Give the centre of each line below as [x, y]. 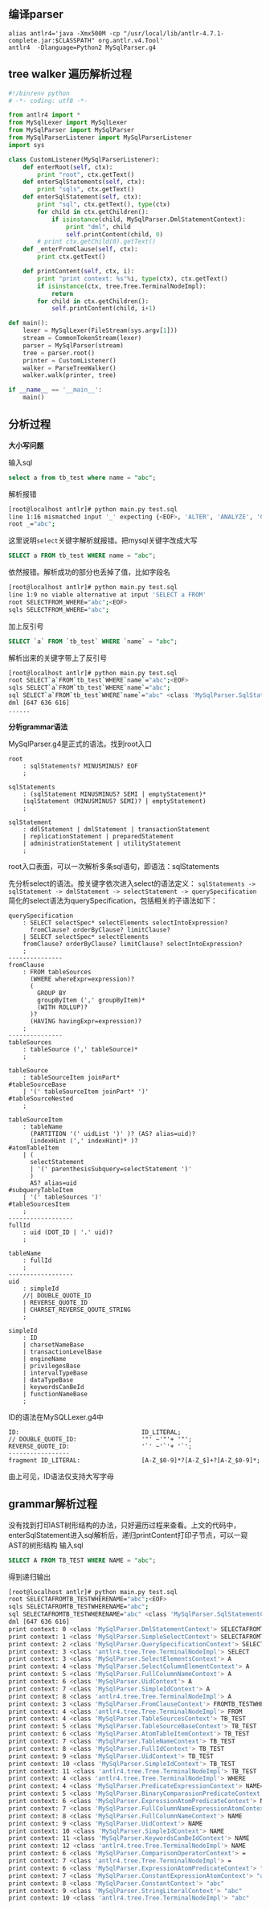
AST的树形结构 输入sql [46, 1545]
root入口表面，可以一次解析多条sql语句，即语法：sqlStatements [114, 866]
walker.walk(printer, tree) [70, 375]
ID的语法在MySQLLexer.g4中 [56, 1416]
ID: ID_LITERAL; [95, 1432]
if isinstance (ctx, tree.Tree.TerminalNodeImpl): [122, 286]
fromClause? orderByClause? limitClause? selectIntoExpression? [133, 944]
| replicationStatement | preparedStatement [98, 836]
